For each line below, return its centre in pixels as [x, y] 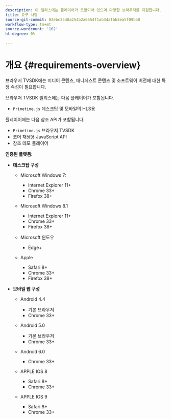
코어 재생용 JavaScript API [40, 137]
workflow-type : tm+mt [28, 24]
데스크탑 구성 [26, 165]
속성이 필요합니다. [28, 87]
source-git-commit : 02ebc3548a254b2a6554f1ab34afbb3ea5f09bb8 [73, 19]
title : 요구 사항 [22, 15]
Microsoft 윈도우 [37, 237]
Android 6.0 [33, 351]
